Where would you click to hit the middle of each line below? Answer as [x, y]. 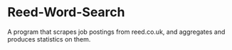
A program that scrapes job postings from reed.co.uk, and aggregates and [116, 32]
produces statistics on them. [49, 39]
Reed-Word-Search [66, 12]
